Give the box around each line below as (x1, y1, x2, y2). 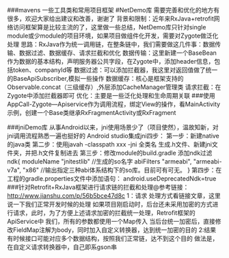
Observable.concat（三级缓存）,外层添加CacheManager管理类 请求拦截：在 (7, 83, 221, 91)
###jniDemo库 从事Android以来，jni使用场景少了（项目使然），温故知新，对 (7, 123, 219, 131)
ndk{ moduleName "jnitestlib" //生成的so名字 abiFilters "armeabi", (7, 157, 192, 166)
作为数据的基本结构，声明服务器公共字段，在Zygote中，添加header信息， (7, 57, 215, 65)
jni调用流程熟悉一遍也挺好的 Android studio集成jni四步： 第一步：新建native (7, 132, 220, 140)
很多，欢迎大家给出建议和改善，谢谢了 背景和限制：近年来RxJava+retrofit (7, 14, 214, 23)
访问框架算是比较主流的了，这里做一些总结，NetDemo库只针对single (12, 23, 206, 31)
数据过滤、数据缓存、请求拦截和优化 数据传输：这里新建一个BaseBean (18, 49, 217, 57)
